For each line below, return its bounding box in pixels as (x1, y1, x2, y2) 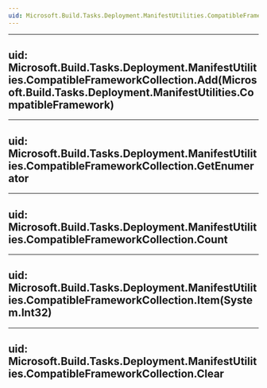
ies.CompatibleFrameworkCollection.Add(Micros (8, 73, 257, 87)
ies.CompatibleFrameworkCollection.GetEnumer (8, 159, 254, 173)
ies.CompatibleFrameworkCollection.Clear (8, 367, 225, 381)
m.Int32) (8, 306, 52, 320)
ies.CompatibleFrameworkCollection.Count (8, 232, 228, 246)
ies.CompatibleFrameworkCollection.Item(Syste (8, 293, 253, 307)
